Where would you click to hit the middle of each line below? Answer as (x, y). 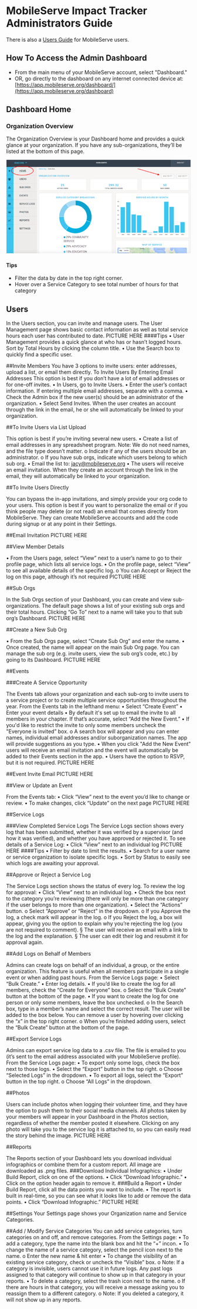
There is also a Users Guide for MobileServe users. (68, 39)
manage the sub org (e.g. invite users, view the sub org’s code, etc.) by (92, 654)
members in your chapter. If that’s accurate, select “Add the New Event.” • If (98, 719)
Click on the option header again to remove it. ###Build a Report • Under (94, 1183)
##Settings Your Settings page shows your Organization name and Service (96, 1213)
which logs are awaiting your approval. (53, 863)
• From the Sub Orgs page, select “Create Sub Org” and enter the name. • (96, 641)
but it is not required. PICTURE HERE (50, 763)
